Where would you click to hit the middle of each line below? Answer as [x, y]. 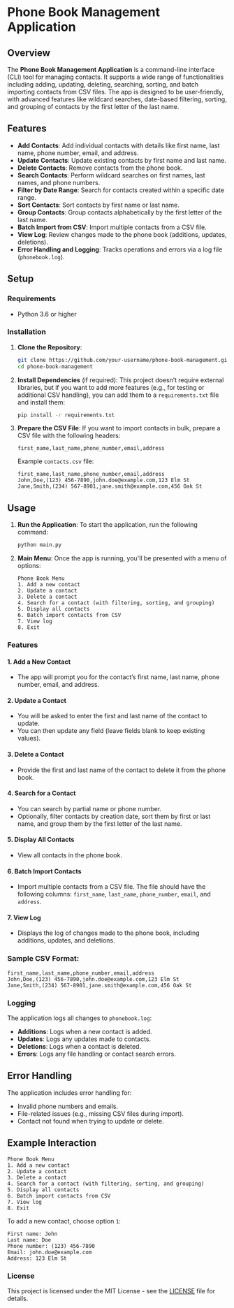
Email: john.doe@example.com [50, 1252]
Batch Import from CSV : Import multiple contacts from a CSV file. [112, 227]
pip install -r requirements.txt [66, 415]
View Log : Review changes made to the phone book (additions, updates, [122, 234]
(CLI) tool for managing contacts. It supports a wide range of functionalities [116, 77]
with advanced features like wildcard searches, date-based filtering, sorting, [117, 99]
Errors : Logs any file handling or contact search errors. [97, 1054]
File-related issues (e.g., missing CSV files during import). [100, 1113]
